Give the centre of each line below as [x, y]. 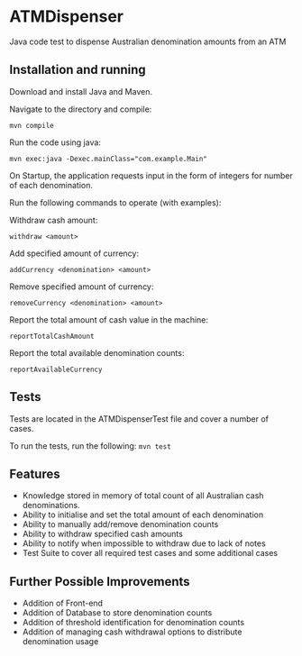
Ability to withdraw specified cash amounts [102, 534]
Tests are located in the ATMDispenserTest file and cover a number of [139, 419]
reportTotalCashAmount [52, 336]
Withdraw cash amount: [54, 220]
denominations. [51, 506]
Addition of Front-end [63, 603]
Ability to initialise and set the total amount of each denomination [143, 515]
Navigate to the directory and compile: [81, 109]
